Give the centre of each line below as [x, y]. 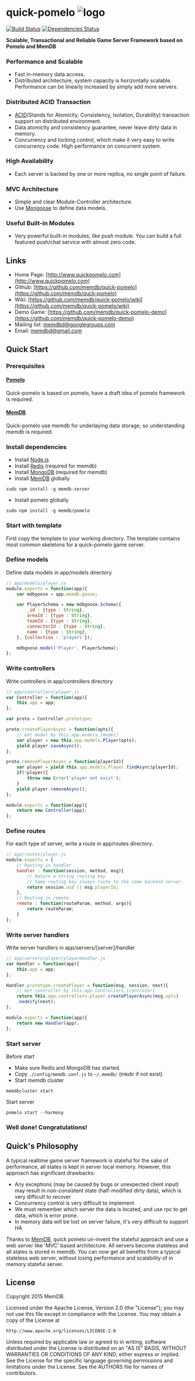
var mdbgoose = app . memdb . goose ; [57, 594]
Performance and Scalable [45, 62]
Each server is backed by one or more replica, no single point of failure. [100, 174]
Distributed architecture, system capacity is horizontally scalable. [93, 81]
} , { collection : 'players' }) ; [55, 637]
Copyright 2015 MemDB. [36, 1297]
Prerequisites [25, 366]
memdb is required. [29, 431]
